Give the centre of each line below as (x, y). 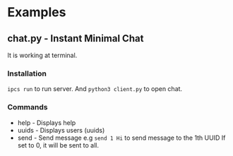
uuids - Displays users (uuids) (61, 130)
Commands (28, 107)
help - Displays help (47, 122)
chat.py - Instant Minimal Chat (76, 38)
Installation (27, 73)
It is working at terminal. (42, 55)
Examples (37, 12)
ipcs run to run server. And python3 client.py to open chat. (95, 89)
